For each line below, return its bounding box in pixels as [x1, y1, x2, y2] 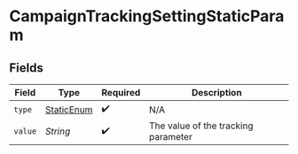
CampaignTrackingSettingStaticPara [9, 6, 285, 27]
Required [101, 87, 141, 98]
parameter [149, 131, 192, 142]
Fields [9, 60, 44, 75]
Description [191, 87, 242, 98]
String [44, 126, 71, 137]
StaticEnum [44, 104, 93, 116]
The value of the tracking [149, 119, 254, 132]
